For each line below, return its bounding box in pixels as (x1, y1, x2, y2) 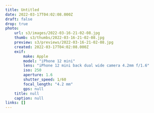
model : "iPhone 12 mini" (23, 58, 75, 63)
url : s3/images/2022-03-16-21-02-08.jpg (14, 30, 100, 35)
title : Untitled (5, 7, 39, 12)
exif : (14, 49, 26, 54)
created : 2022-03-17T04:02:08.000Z (14, 44, 89, 49)
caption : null (14, 95, 44, 100)
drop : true (5, 21, 28, 26)
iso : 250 (23, 68, 42, 73)
